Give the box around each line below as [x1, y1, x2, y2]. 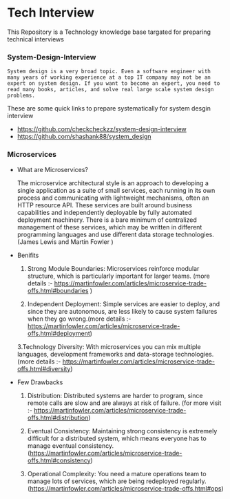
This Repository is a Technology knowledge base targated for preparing [7, 28, 211, 36]
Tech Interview [7, 5, 94, 21]
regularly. [179, 477, 207, 485]
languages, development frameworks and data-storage [17, 350, 174, 358]
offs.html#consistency [27, 456, 91, 464]
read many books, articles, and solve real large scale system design [7, 86, 214, 93]
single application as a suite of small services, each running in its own [17, 186, 216, 194]
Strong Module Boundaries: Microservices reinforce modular [27, 264, 200, 272]
